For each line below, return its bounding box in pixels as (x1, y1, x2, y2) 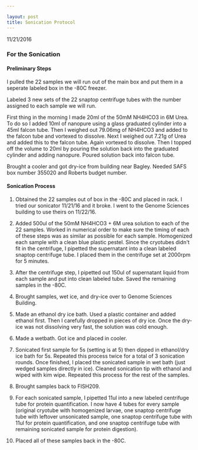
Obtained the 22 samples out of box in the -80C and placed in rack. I (15, 196, 182, 203)
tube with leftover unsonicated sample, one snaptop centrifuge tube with (15, 413, 192, 420)
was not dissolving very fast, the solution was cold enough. (24, 323, 169, 330)
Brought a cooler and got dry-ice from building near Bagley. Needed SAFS (6, 163, 187, 170)
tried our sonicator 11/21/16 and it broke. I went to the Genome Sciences (15, 202, 189, 209)
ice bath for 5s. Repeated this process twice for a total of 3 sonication (15, 352, 185, 360)
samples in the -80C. (15, 281, 67, 289)
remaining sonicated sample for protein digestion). (15, 425, 138, 432)
